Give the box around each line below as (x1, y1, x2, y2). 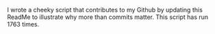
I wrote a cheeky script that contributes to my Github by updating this (7, 6, 203, 14)
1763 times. (7, 20, 40, 28)
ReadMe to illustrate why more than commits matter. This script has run (7, 13, 209, 21)
